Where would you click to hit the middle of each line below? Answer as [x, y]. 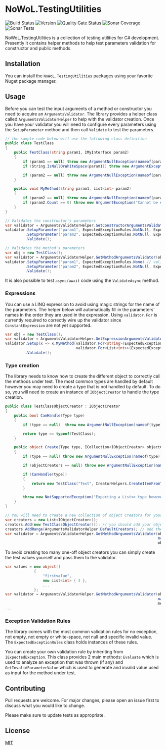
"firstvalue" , [57, 576]
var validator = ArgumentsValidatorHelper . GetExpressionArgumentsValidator [85, 339]
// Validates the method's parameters [45, 248]
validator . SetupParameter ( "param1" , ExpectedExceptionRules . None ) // [78, 262]
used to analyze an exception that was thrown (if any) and [64, 662]
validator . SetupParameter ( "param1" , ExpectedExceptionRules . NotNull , [78, 230]
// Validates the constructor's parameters [51, 221]
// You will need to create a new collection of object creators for [78, 515]
